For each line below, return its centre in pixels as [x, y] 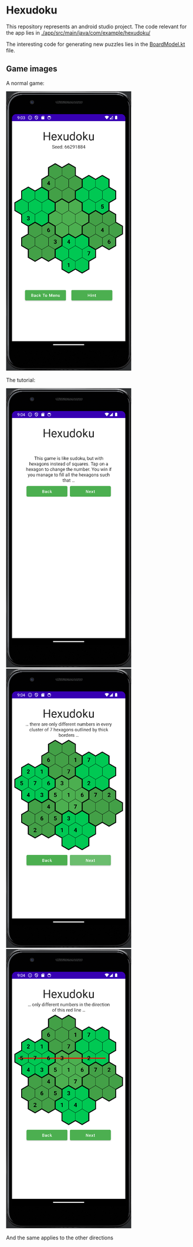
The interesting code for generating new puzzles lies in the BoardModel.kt [96, 44]
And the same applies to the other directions [60, 1238]
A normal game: [26, 83]
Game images [32, 69]
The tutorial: [21, 380]
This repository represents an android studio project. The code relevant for [97, 26]
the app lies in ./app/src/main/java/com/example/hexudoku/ [78, 32]
